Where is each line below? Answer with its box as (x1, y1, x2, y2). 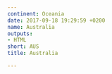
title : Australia (7, 50, 58, 57)
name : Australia (7, 23, 55, 30)
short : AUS (7, 43, 39, 50)
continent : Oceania (7, 10, 65, 18)
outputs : (7, 30, 33, 37)
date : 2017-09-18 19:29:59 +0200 (7, 17, 106, 24)
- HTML (7, 37, 27, 44)
